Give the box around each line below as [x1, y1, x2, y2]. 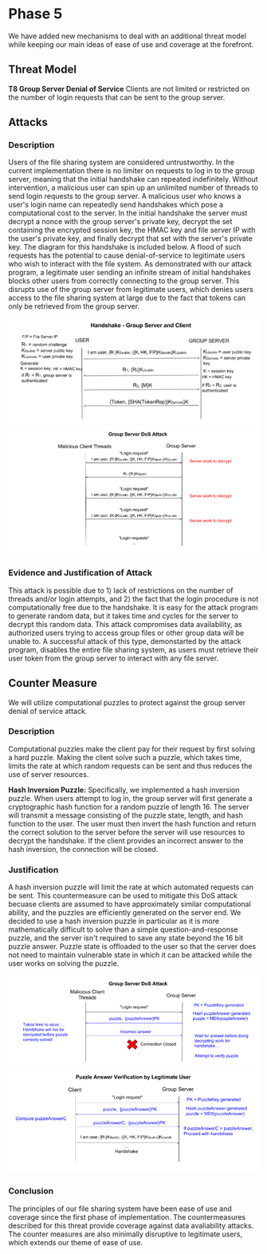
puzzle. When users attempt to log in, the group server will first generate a [8, 793, 253, 802]
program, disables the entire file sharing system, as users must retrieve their [8, 645, 259, 654]
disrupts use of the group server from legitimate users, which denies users [8, 285, 253, 294]
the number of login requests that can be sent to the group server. [8, 93, 226, 102]
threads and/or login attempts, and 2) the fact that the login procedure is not [8, 593, 259, 603]
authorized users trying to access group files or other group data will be [8, 628, 245, 637]
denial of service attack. [8, 706, 88, 716]
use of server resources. [8, 769, 89, 779]
